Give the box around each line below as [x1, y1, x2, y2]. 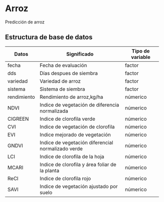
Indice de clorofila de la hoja [40, 153, 104, 160]
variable [131, 54, 150, 60]
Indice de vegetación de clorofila [40, 123, 115, 130]
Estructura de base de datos [5, 33, 93, 41]
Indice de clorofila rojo [40, 175, 91, 182]
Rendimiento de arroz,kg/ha [40, 93, 103, 100]
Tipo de [131, 47, 150, 54]
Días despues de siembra [40, 70, 98, 76]
